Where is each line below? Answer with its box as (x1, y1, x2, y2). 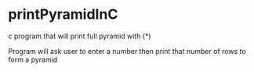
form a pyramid (8, 55, 58, 64)
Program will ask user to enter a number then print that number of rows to (8, 46, 247, 56)
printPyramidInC (8, 5, 118, 23)
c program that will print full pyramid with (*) (8, 31, 151, 41)
